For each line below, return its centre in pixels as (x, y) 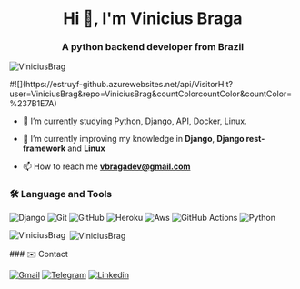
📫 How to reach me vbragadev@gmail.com (106, 166)
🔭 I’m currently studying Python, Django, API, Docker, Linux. (135, 121)
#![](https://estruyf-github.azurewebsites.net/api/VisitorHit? (121, 85)
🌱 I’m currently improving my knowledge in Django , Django (133, 139)
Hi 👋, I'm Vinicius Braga (153, 19)
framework (44, 148)
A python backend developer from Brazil (153, 47)
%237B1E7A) (33, 104)
